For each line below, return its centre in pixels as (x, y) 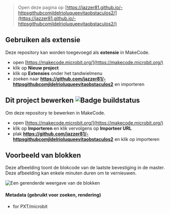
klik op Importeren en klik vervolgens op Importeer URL (72, 128)
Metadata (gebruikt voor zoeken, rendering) (53, 195)
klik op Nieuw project (36, 68)
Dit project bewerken (40, 101)
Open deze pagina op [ (42, 7)
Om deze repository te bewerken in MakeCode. (55, 113)
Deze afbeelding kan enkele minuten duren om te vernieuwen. (71, 173)
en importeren (130, 84)
